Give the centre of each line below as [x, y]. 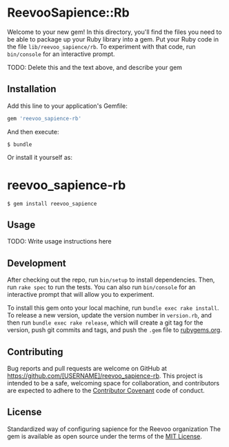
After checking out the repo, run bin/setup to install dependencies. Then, [111, 280]
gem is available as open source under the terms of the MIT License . [104, 436]
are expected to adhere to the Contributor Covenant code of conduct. [106, 390]
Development [37, 263]
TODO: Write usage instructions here [59, 241]
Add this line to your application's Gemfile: [67, 106]
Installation [32, 89]
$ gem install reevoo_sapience [52, 203]
